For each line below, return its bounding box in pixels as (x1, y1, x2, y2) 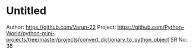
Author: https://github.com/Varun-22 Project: (6, 23, 116, 31)
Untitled (6, 4, 47, 18)
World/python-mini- (6, 29, 55, 36)
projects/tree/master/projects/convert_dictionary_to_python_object (6, 36, 169, 43)
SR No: (170, 36, 188, 43)
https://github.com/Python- (117, 23, 185, 31)
